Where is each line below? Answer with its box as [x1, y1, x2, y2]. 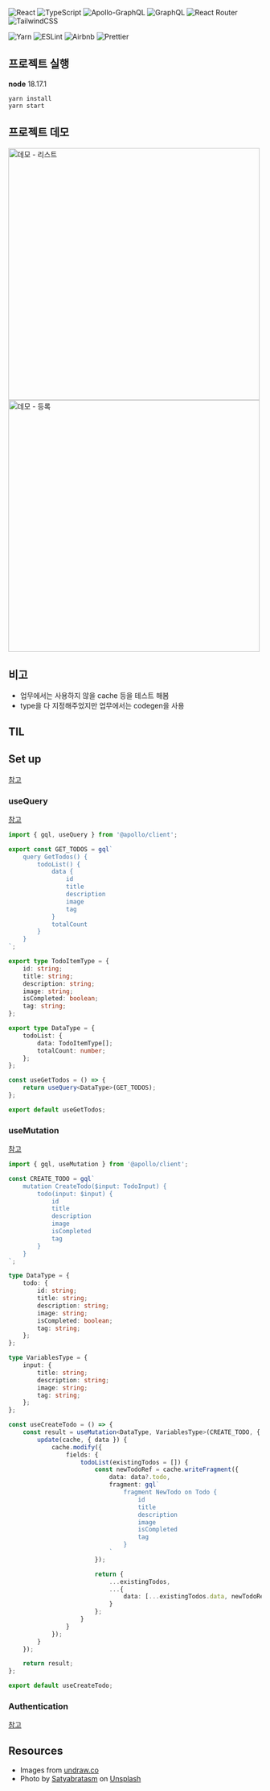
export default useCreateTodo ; [8, 1681, 113, 1690]
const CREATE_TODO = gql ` [8, 1174, 95, 1182]
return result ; [22, 1660, 74, 1668]
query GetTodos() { [22, 853, 88, 861]
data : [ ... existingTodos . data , [123, 1593, 228, 1601]
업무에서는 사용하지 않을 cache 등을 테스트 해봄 [19, 691, 170, 700]
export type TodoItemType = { [8, 958, 110, 966]
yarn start [8, 102, 45, 110]
